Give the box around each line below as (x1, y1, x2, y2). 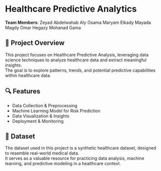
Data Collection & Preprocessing (12, 102, 78, 108)
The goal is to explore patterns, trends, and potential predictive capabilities (5, 67, 156, 73)
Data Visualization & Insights (12, 113, 70, 119)
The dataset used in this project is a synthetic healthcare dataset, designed (5, 145, 157, 151)
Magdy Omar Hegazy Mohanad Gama (5, 24, 81, 30)
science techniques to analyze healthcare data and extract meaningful (5, 57, 147, 63)
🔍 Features (5, 87, 40, 95)
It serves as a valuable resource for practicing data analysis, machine (5, 155, 145, 161)
